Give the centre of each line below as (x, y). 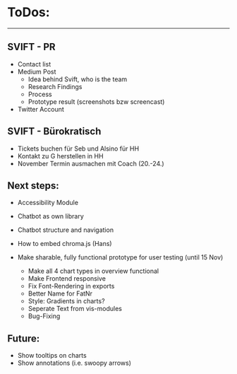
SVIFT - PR (31, 47)
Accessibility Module (48, 203)
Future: (24, 338)
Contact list (34, 64)
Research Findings (55, 86)
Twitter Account (41, 109)
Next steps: (34, 186)
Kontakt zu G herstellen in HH (60, 156)
